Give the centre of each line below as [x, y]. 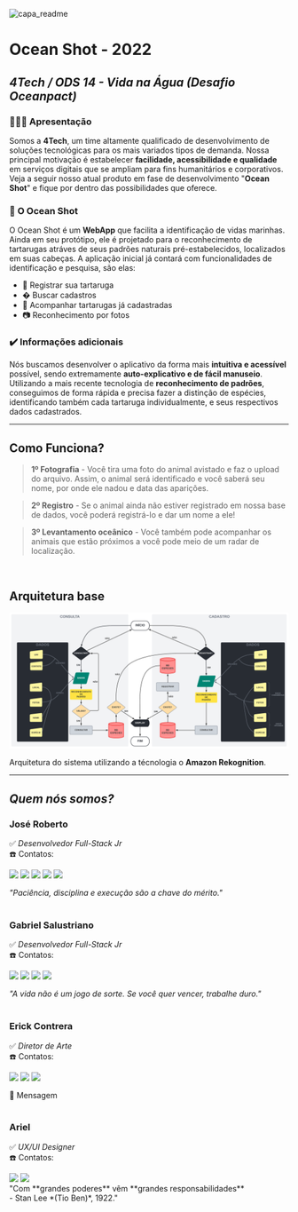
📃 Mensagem [33, 1095]
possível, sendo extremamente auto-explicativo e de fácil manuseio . [136, 374]
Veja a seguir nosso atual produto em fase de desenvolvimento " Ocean [140, 178]
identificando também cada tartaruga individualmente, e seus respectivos [144, 402]
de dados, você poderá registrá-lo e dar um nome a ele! [133, 515]
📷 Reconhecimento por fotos [76, 315]
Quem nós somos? [62, 799]
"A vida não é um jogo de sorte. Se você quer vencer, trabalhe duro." [135, 994]
